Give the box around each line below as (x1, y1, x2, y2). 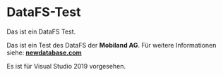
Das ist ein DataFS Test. (6, 27, 76, 36)
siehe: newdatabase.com (6, 48, 82, 57)
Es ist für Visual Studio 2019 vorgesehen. (6, 62, 126, 70)
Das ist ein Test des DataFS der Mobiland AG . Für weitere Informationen (6, 41, 217, 49)
